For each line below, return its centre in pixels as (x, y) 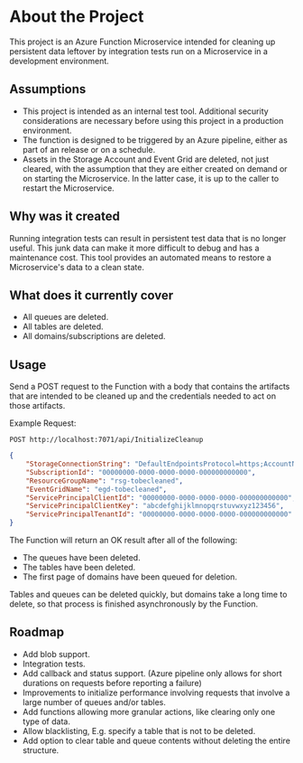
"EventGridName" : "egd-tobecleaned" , (96, 489)
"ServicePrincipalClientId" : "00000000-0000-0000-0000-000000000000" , (161, 498)
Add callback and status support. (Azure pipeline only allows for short (152, 673)
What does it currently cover (92, 295)
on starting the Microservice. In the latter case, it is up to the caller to (151, 178)
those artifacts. (37, 406)
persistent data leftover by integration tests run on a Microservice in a (139, 51)
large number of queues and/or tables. (94, 702)
